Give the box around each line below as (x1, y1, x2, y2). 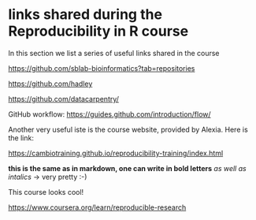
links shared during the (8, 6, 163, 24)
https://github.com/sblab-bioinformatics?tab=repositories (8, 63, 195, 73)
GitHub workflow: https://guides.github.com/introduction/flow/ (8, 109, 211, 119)
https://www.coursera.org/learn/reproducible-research (8, 203, 187, 212)
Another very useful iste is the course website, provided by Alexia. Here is (8, 125, 248, 134)
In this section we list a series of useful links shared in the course (8, 48, 220, 58)
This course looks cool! (8, 187, 84, 196)
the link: (8, 132, 34, 143)
